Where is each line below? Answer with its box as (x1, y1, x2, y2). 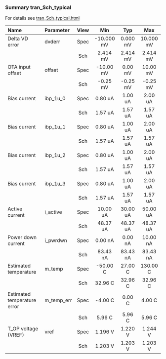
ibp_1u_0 (44, 95, 66, 102)
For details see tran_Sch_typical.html (5, 15, 80, 21)
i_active (44, 209, 63, 216)
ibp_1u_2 (44, 152, 66, 159)
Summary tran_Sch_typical (5, 4, 72, 11)
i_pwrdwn (44, 237, 68, 244)
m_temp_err (44, 297, 73, 304)
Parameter (44, 27, 70, 34)
